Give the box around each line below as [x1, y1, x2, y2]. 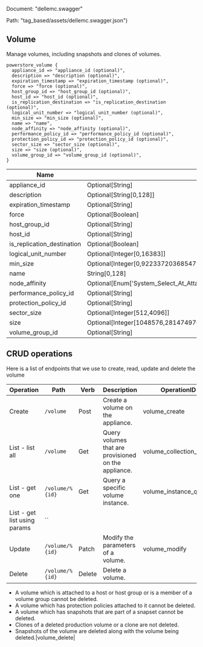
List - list [9, 443, 35, 452]
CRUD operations [6, 349, 73, 359]
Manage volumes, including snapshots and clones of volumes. [6, 50, 161, 57]
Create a [102, 395, 127, 404]
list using [9, 516, 35, 524]
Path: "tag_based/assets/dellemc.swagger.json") [6, 17, 128, 24]
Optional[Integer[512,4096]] [86, 308, 170, 317]
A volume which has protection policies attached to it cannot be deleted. [14, 602, 196, 609]
